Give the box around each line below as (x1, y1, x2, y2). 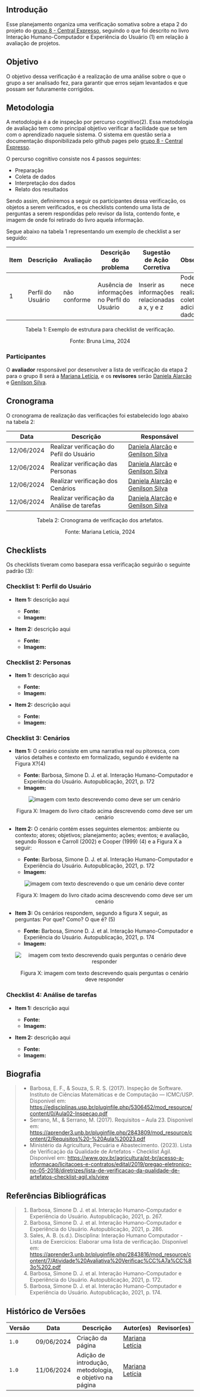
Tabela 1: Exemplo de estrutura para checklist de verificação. (25, 326, 175, 333)
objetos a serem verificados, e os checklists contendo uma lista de (6, 204, 170, 211)
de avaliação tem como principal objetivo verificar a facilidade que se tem (6, 125, 187, 132)
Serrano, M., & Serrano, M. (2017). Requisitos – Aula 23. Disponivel (29, 1116, 193, 1123)
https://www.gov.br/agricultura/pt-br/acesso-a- (67, 1154, 185, 1161)
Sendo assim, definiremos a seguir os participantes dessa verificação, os (6, 197, 186, 205)
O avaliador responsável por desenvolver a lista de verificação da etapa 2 (6, 366, 188, 373)
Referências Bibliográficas (6, 1191, 107, 1201)
